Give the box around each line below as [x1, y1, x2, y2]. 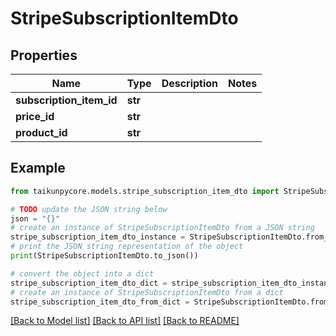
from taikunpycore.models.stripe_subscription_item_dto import [10, 186, 280, 196]
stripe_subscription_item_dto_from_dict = [10, 297, 190, 307]
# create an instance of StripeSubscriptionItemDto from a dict [10, 287, 284, 297]
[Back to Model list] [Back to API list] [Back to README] [10, 315, 240, 327]
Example [10, 160, 66, 177]
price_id [15, 110, 55, 123]
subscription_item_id [15, 93, 118, 107]
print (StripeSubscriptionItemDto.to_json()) [10, 251, 199, 261]
